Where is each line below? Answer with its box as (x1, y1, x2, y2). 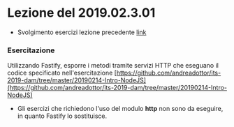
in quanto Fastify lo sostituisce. (17, 112, 107, 120)
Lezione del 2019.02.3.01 (7, 5, 156, 21)
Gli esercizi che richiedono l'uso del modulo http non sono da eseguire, (17, 105, 224, 113)
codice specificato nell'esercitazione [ (7, 68, 117, 77)
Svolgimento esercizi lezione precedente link (17, 28, 147, 36)
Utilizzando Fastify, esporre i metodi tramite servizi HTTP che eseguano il (7, 61, 219, 70)
